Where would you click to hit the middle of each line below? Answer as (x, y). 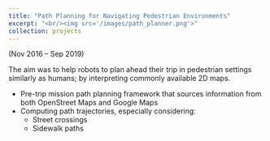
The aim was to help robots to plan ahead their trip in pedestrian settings (130, 70)
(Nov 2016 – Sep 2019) (46, 54)
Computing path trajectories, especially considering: (108, 111)
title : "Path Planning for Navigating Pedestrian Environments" (120, 16)
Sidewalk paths (58, 128)
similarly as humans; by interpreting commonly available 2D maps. (120, 79)
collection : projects (45, 31)
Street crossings (60, 120)
